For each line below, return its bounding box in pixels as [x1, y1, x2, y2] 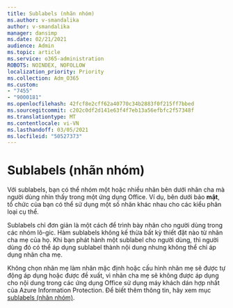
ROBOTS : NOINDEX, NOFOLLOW [7, 62, 86, 69]
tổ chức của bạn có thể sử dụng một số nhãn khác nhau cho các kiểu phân [7, 200, 222, 209]
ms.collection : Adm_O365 [7, 74, 79, 82]
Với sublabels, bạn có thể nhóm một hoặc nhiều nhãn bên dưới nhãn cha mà [7, 185, 225, 194]
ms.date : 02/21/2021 [7, 36, 67, 43]
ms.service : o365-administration [7, 55, 104, 62]
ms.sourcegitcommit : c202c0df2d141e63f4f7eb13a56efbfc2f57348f [7, 107, 195, 114]
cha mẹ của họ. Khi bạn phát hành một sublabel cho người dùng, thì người [7, 236, 219, 244]
